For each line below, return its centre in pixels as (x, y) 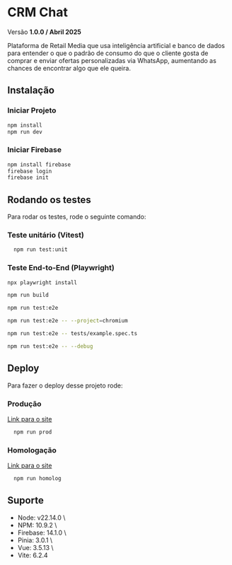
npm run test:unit (41, 250)
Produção (24, 404)
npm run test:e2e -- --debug (50, 346)
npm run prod (33, 432)
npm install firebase (39, 164)
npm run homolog (37, 479)
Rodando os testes (50, 200)
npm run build (28, 295)
